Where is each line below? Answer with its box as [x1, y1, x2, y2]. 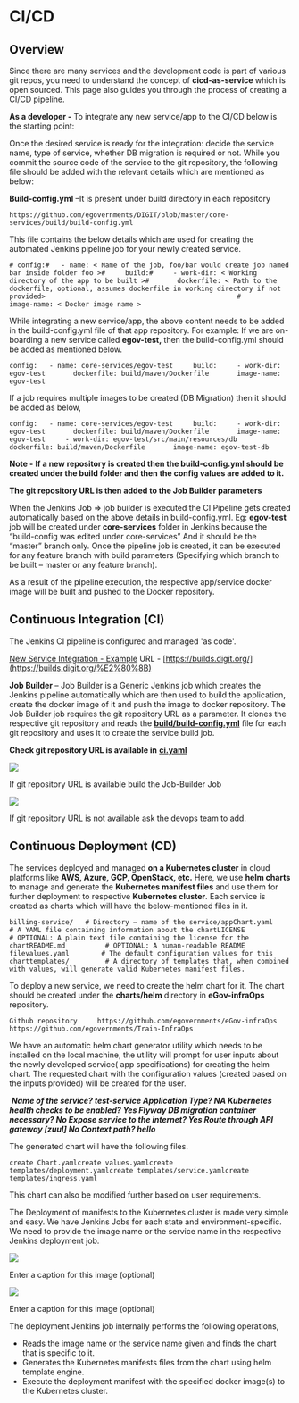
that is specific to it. [21, 1347, 96, 1358]
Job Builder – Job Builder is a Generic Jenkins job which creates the [9, 680, 262, 690]
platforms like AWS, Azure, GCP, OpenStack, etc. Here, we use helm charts [9, 872, 291, 882]
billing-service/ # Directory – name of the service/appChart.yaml [9, 917, 274, 926]
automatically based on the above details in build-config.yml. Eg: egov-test [9, 512, 287, 522]
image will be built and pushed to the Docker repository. [9, 587, 216, 597]
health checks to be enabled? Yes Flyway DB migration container [9, 1105, 257, 1115]
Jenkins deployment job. [9, 1235, 100, 1246]
